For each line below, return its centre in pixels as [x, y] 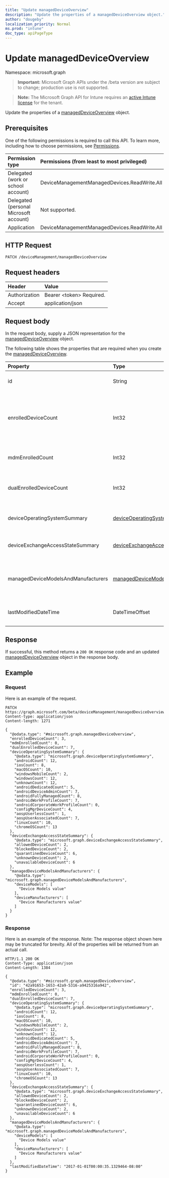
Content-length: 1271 [28, 721]
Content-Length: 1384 [28, 967]
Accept [16, 303]
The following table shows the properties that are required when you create [83, 348]
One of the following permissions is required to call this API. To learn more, [83, 140]
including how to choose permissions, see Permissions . [63, 146]
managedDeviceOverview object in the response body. [62, 657]
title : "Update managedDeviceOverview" [47, 10]
